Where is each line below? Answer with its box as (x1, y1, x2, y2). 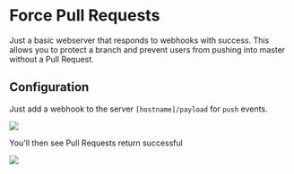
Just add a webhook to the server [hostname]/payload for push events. (9, 104, 268, 114)
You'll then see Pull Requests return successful (9, 137, 184, 148)
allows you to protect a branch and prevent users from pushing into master (9, 44, 286, 54)
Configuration (9, 79, 90, 95)
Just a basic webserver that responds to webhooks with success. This (9, 35, 270, 46)
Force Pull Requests (9, 5, 160, 26)
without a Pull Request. (9, 54, 94, 64)
